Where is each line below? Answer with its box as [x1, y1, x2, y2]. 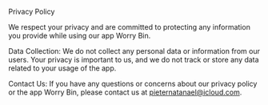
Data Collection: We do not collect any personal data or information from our [8, 46, 260, 55]
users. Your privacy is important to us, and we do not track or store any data [8, 55, 259, 64]
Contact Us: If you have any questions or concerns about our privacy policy [8, 79, 258, 88]
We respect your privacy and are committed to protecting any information [8, 22, 250, 31]
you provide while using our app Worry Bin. [8, 31, 151, 40]
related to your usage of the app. [8, 63, 117, 73]
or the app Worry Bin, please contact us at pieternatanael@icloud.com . [8, 87, 242, 97]
